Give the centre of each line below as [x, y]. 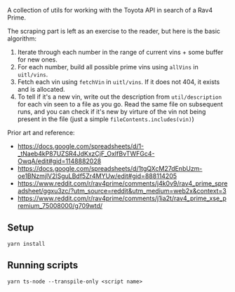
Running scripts [43, 265]
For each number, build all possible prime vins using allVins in [108, 67]
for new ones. [37, 60]
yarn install [26, 244]
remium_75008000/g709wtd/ [60, 206]
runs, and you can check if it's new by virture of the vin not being [112, 112]
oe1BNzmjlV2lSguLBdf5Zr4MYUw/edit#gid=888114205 [97, 176]
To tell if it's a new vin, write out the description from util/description [120, 97]
